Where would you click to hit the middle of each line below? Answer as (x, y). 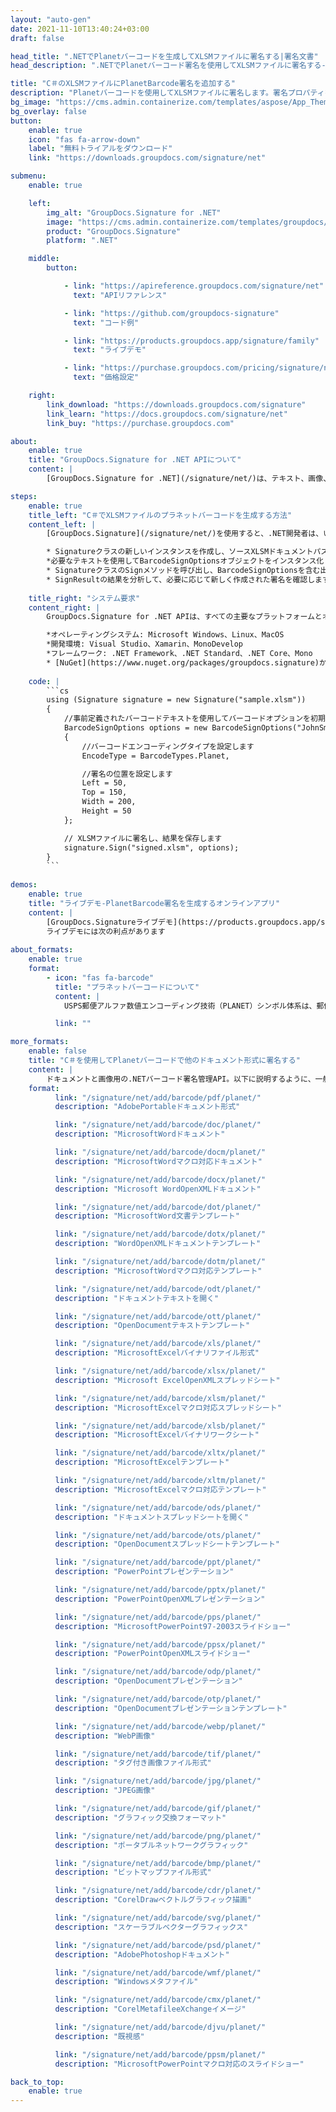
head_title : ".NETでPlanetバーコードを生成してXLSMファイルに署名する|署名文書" (164, 56)
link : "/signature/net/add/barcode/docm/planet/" (160, 1152)
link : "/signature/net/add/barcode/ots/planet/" (158, 1535)
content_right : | (64, 607)
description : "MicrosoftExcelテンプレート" (142, 1462)
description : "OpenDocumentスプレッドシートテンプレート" (167, 1544)
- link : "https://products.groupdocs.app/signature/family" (191, 341)
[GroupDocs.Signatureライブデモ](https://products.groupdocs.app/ (184, 922)
